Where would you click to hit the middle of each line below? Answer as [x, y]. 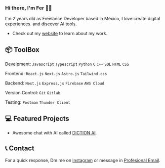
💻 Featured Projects [37, 118]
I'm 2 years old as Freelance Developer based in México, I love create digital [83, 19]
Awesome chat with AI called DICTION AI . [55, 132]
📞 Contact [20, 148]
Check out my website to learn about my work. [60, 34]
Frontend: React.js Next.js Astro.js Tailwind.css [56, 74]
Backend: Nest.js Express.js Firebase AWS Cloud [55, 83]
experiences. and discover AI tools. [41, 24]
